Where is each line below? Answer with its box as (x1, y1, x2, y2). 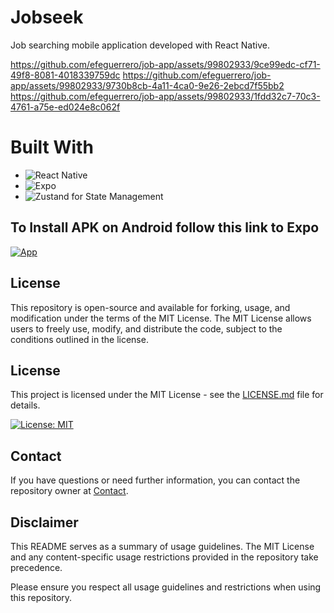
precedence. (10, 561, 63, 573)
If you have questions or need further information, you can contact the (10, 474, 301, 486)
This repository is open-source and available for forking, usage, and (10, 301, 291, 313)
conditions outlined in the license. (10, 333, 149, 345)
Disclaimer (10, 514, 79, 531)
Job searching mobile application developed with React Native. (10, 39, 270, 51)
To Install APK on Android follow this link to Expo (10, 219, 320, 236)
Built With (10, 136, 94, 159)
